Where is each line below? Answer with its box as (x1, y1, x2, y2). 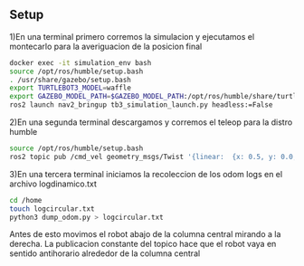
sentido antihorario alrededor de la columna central (9, 248, 201, 259)
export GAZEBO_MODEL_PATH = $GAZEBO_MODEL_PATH (9, 92, 184, 101)
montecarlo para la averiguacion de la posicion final (9, 41, 203, 52)
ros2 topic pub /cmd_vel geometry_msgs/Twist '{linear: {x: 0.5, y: (9, 152, 278, 161)
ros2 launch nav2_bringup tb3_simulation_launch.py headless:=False (9, 100, 273, 109)
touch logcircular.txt (9, 204, 95, 214)
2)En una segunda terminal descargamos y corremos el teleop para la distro (9, 117, 293, 128)
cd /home (9, 195, 43, 204)
